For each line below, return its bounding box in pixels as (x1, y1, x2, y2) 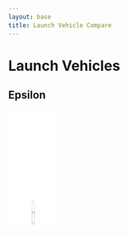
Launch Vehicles (8, 57, 121, 75)
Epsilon (8, 88, 46, 102)
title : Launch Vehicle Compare (8, 21, 112, 29)
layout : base (8, 13, 52, 21)
